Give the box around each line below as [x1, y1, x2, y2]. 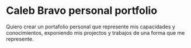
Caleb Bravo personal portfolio [6, 4, 158, 17]
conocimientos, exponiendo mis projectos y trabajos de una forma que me [6, 29, 185, 36]
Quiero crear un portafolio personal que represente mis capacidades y [6, 23, 175, 30]
